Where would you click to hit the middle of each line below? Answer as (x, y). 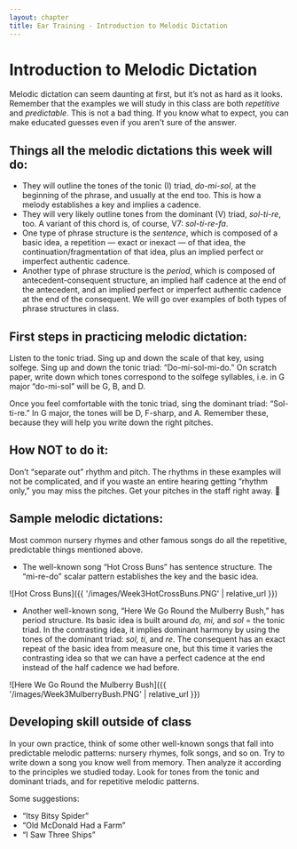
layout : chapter (39, 17)
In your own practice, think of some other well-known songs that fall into (142, 743)
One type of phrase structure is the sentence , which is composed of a (150, 233)
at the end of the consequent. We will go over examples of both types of (154, 300)
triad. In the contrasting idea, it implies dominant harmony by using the (151, 629)
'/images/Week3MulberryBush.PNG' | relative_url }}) (105, 693)
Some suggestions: (44, 798)
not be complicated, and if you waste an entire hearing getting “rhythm (139, 481)
